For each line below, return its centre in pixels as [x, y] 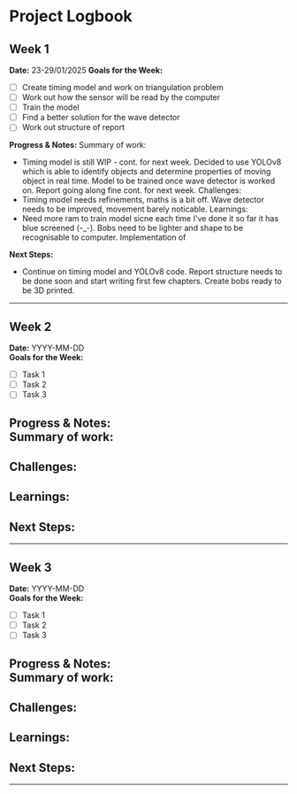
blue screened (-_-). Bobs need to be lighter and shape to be [133, 228]
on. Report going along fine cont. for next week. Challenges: [132, 190]
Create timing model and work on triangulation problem [122, 87]
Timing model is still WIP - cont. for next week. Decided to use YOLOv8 [152, 162]
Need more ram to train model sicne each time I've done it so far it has [150, 219]
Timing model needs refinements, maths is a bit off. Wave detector [143, 200]
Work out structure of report [73, 127]
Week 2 [30, 326]
